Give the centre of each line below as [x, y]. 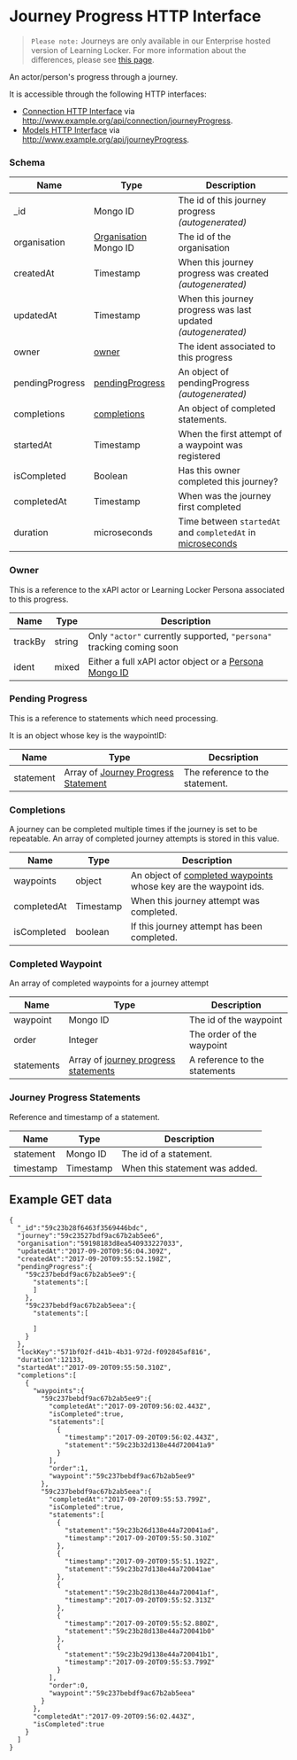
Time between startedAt [229, 522]
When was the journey [225, 496]
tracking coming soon [133, 647]
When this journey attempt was [196, 901]
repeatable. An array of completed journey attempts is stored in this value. [145, 838]
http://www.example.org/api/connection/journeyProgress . [127, 121]
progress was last [215, 310]
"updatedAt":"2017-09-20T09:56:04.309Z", [95, 1251]
